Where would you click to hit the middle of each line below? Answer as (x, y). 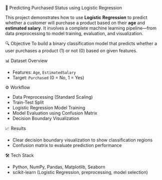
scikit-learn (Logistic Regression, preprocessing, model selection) (80, 172)
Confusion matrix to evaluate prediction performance (67, 145)
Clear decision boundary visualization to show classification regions (82, 140)
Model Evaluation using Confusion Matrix (55, 113)
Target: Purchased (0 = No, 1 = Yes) (48, 77)
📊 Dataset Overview (26, 61)
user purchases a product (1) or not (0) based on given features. (71, 51)
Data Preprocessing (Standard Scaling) (53, 97)
